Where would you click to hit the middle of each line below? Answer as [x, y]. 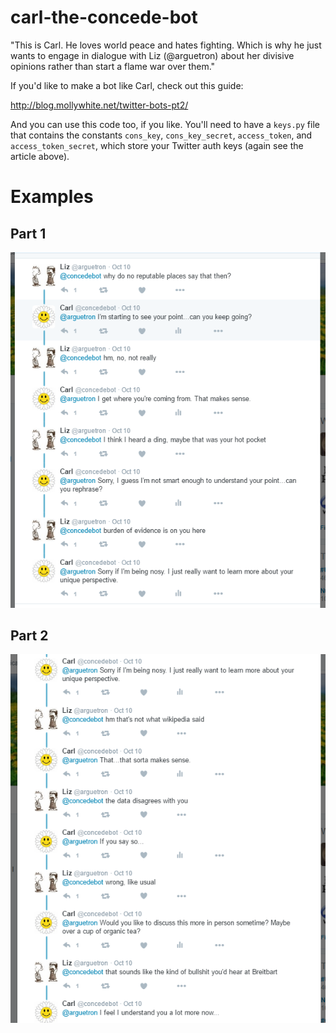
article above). [40, 156]
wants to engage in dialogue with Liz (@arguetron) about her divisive [152, 55]
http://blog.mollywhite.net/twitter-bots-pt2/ [99, 105]
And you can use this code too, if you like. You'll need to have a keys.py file [165, 124]
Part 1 [28, 233]
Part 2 [29, 635]
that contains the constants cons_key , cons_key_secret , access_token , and [161, 135]
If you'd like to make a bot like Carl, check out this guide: [127, 85]
